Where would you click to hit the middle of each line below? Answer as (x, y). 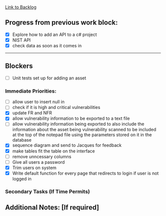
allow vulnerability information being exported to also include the (78, 124)
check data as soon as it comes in (47, 45)
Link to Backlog (21, 7)
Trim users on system (34, 168)
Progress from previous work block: (62, 22)
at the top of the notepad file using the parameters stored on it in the (82, 135)
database (22, 140)
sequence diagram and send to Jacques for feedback (67, 145)
